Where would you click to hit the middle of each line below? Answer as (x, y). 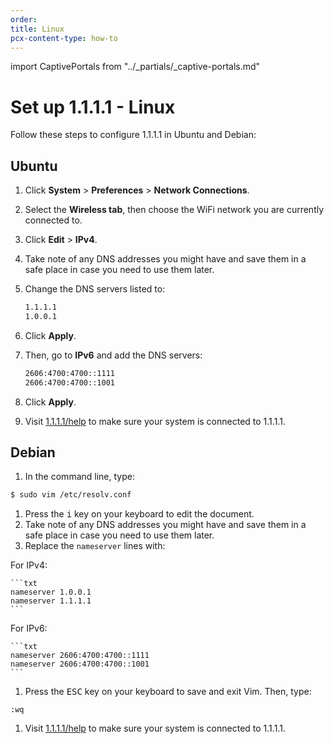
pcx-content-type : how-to (64, 38)
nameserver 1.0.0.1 (51, 592)
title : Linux (37, 29)
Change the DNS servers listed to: (95, 289)
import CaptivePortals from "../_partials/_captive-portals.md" (135, 67)
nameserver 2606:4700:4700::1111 (80, 656)
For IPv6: (29, 628)
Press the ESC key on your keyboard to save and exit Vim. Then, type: (168, 692)
